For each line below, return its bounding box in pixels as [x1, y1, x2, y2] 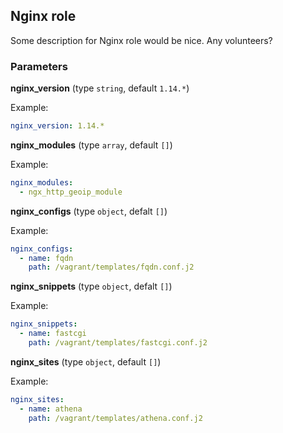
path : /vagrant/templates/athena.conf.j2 [28, 413, 203, 423]
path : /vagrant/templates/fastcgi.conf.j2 [28, 338, 208, 348]
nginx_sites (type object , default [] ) [10, 355, 162, 368]
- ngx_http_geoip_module [19, 187, 123, 197]
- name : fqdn [19, 253, 74, 263]
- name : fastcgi [19, 329, 87, 339]
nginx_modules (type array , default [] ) [10, 139, 173, 151]
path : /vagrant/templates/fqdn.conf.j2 [28, 262, 195, 273]
